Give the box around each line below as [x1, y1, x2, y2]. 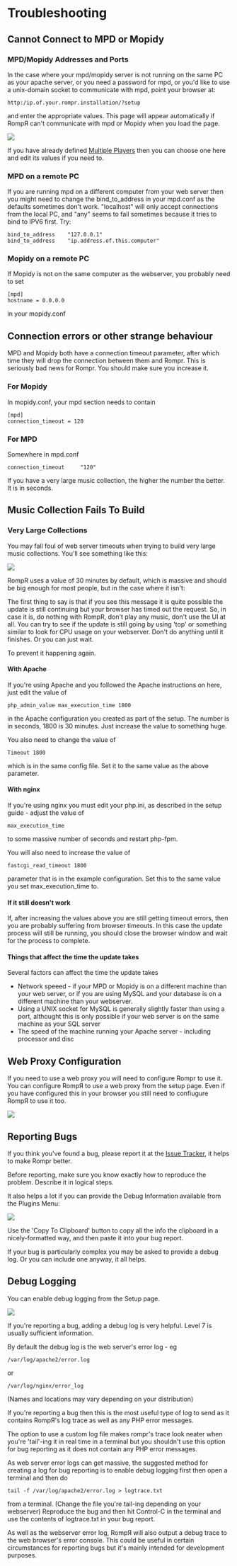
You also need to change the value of [7, 735, 116, 744]
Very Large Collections [7, 525, 88, 535]
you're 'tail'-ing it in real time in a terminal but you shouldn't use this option [7, 1437, 226, 1446]
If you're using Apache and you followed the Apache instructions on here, [7, 680, 222, 689]
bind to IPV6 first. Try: [7, 217, 71, 226]
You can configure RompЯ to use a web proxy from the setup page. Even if [7, 1082, 225, 1090]
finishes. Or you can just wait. [7, 635, 94, 644]
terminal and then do [7, 1473, 69, 1482]
